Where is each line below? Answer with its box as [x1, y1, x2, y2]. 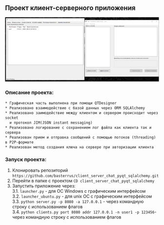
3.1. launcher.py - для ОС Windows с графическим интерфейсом [12, 188, 146, 194]
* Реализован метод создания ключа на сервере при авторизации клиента [5, 145, 154, 150]
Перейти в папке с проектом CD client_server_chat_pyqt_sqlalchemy [12, 178, 155, 183]
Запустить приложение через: [12, 183, 76, 189]
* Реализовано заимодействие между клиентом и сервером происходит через [5, 111, 159, 115]
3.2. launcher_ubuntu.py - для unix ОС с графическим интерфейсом [12, 193, 152, 199]
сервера [5, 130, 21, 135]
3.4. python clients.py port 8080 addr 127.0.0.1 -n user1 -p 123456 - [12, 209, 157, 215]
